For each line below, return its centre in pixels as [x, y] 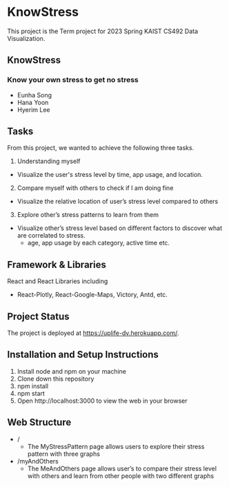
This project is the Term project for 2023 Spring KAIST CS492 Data [103, 31]
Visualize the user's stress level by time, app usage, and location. [110, 175]
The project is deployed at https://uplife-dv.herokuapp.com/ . [93, 333]
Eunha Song [34, 95]
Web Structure [39, 422]
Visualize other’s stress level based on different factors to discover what [120, 228]
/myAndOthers [38, 461]
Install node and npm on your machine [71, 371]
